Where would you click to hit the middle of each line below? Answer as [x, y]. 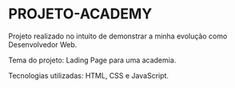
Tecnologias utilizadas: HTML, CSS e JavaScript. [89, 75]
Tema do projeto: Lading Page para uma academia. [92, 60]
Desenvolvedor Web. [43, 44]
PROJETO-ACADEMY [80, 14]
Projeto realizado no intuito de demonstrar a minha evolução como [118, 36]
